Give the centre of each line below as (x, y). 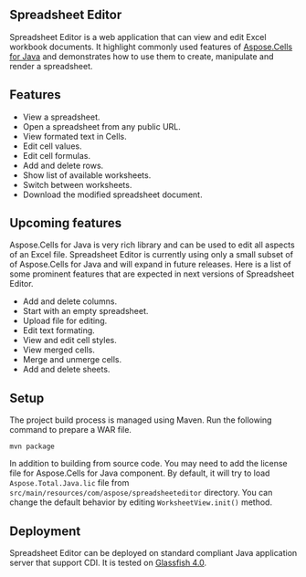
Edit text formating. (59, 330)
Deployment (45, 531)
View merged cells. (59, 350)
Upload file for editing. (65, 321)
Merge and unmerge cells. (72, 360)
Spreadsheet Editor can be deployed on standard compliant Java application (153, 553)
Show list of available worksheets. (87, 175)
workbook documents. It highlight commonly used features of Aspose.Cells (151, 47)
